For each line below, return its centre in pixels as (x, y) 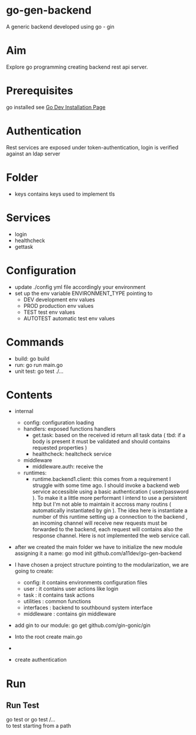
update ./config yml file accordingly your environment (80, 287)
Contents (30, 395)
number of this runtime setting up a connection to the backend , (110, 517)
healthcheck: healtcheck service (72, 454)
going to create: (34, 571)
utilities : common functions (57, 601)
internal (24, 411)
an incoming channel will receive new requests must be (100, 523)
